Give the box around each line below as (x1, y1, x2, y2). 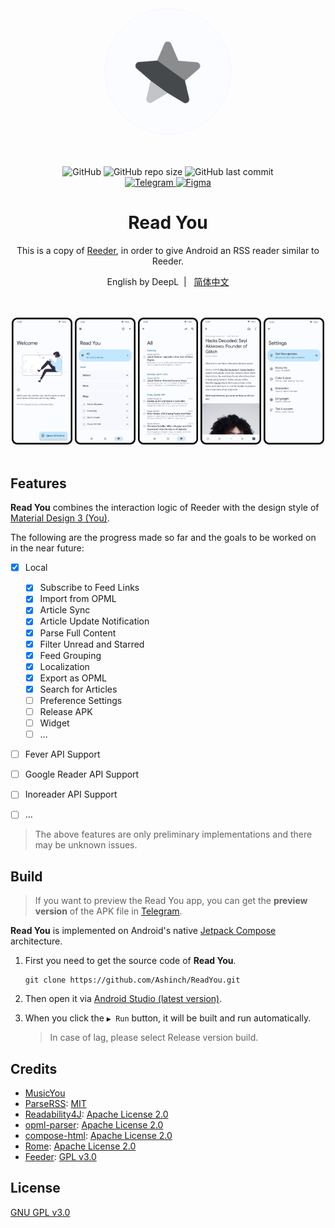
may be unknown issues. (34, 839, 138, 851)
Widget (39, 717, 70, 729)
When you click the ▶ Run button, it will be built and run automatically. (24, 1012, 312, 1024)
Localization (39, 660, 90, 672)
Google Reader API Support (24, 768, 140, 781)
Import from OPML (39, 593, 117, 605)
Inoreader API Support (24, 788, 118, 801)
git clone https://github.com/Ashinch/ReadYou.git (24, 975, 241, 986)
